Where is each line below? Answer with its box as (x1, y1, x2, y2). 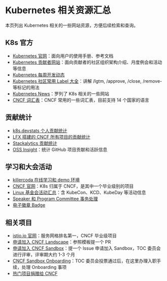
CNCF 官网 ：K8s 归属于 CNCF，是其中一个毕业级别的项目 (12, 183, 134, 189)
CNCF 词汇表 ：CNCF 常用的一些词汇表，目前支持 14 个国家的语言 (12, 97, 149, 103)
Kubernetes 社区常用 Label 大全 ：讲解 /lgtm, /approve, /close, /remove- (12, 78, 162, 84)
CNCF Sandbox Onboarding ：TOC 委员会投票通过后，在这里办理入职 (12, 258, 157, 264)
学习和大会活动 (5, 162, 52, 171)
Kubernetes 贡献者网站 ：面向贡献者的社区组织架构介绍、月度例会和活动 (12, 59, 162, 65)
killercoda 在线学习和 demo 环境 (12, 177, 80, 183)
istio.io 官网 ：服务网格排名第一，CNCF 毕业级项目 (12, 233, 117, 239)
